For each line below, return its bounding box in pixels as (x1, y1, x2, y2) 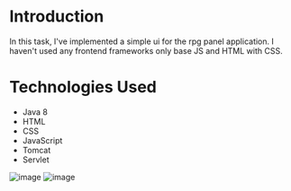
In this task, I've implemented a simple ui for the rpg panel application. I (9, 36, 275, 47)
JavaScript (22, 135, 63, 145)
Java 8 (22, 106, 48, 117)
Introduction (9, 6, 105, 27)
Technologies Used (9, 77, 158, 98)
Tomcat (22, 144, 51, 155)
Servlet (22, 154, 50, 165)
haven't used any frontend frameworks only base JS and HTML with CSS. (9, 45, 283, 56)
